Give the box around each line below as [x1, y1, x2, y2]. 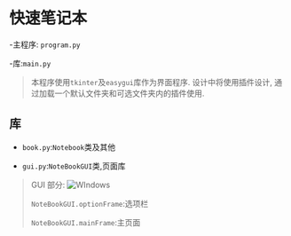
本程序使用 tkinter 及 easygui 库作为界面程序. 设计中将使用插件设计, [30, 76, 273, 87]
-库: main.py [9, 58, 51, 68]
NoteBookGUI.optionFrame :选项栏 [30, 198, 149, 208]
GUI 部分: [30, 179, 66, 190]
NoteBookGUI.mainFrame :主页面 [30, 216, 141, 227]
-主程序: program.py [9, 39, 82, 50]
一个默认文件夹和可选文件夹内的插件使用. [54, 88, 205, 98]
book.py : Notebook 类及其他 [21, 141, 116, 152]
